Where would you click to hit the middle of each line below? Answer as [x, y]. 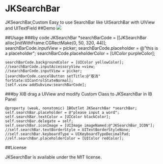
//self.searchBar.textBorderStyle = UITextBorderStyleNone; [68, 130]
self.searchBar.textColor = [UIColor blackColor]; [58, 117]
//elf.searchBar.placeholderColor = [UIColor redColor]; [65, 138]
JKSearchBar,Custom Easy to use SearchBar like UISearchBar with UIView [80, 22]
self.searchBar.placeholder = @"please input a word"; [62, 112]
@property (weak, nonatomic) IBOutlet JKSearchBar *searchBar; [71, 108]
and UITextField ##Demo [30, 28]
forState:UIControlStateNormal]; [39, 80]
